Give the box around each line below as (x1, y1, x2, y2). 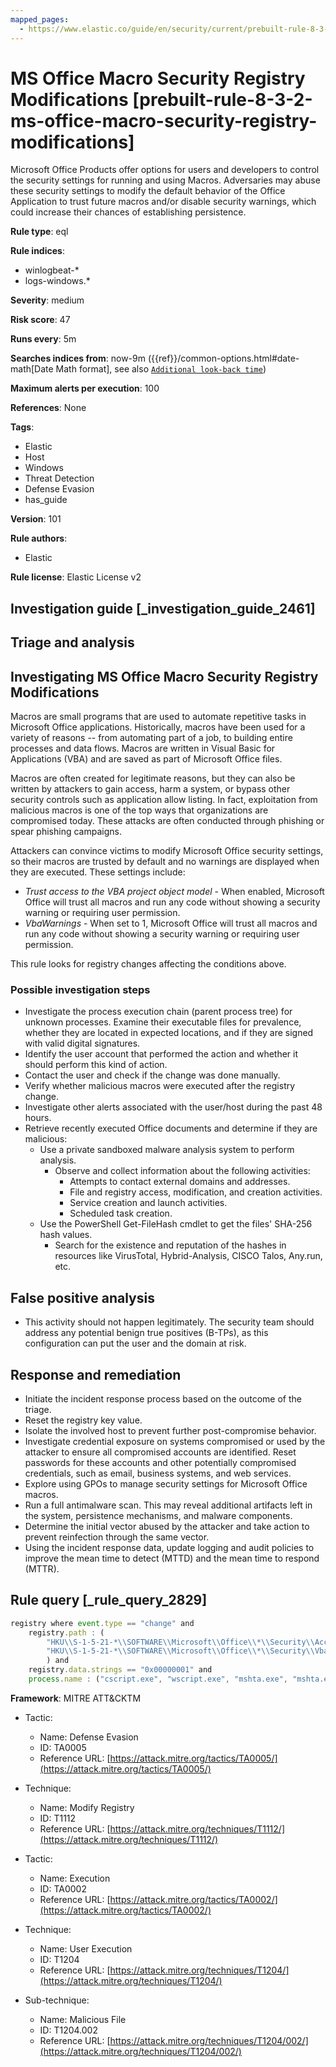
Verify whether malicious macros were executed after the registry (24, 1080, 296, 1092)
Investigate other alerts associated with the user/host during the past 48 (24, 1101, 323, 1113)
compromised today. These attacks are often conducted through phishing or (10, 815, 325, 827)
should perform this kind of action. (24, 1059, 168, 1071)
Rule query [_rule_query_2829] (10, 1592, 208, 1609)
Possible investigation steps (10, 982, 151, 996)
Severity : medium (10, 294, 85, 306)
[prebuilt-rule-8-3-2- (132, 88, 313, 111)
